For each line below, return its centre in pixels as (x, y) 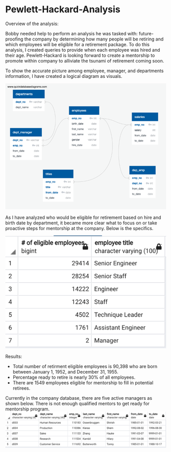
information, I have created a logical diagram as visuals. (64, 76)
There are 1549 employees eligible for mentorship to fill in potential (83, 383)
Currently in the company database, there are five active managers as (79, 398)
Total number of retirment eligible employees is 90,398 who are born (85, 366)
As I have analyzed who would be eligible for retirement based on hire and (83, 217)
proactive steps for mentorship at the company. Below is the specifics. (79, 228)
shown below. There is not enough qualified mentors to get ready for (77, 404)
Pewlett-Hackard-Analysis (63, 9)
